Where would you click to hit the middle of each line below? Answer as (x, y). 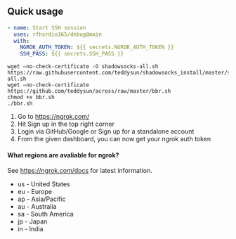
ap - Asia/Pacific (41, 199)
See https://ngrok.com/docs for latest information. (80, 171)
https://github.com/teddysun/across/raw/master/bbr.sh (89, 91)
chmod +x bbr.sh (31, 98)
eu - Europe (35, 192)
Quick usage (35, 12)
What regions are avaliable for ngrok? (63, 155)
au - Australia (37, 207)
